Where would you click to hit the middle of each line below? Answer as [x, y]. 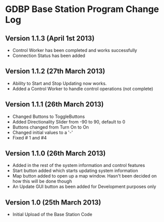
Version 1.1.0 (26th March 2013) [55, 153]
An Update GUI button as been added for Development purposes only [84, 186]
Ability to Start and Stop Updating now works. [59, 83]
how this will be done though [42, 181]
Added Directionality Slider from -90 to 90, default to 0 [69, 121]
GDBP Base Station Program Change [82, 9]
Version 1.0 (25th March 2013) [53, 202]
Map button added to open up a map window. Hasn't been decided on [84, 176]
